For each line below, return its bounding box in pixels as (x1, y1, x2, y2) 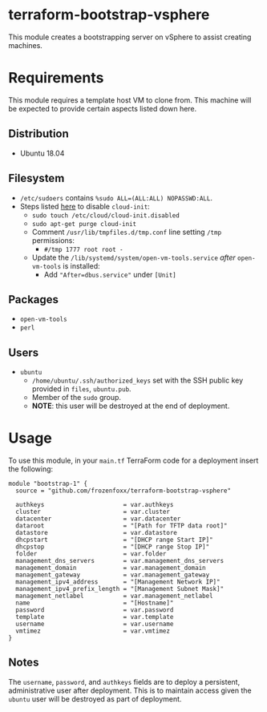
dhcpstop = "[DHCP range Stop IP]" (15, 543, 210, 551)
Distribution (8, 127, 70, 141)
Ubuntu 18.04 (19, 148, 65, 158)
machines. (8, 40, 42, 50)
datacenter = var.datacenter (15, 515, 181, 523)
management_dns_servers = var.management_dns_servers (15, 557, 225, 565)
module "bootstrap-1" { (8, 479, 88, 488)
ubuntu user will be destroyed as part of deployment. (8, 694, 182, 703)
